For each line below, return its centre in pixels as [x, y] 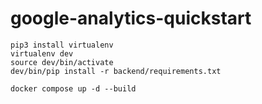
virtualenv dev [42, 53]
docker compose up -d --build [73, 88]
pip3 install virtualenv [62, 45]
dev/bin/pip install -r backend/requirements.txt [116, 71]
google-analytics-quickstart [131, 18]
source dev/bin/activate [62, 62]
